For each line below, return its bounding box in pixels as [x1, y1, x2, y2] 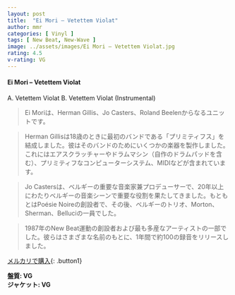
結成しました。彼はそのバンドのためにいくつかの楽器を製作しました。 [24, 140, 229, 149]
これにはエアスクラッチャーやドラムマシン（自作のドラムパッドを [24, 150, 217, 158]
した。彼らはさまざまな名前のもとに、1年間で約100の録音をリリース [24, 232, 223, 241]
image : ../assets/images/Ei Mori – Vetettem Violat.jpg [7, 43, 175, 50]
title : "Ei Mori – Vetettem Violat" [7, 17, 119, 24]
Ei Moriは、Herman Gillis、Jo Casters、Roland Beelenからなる [24, 108, 207, 116]
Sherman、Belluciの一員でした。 [24, 209, 120, 217]
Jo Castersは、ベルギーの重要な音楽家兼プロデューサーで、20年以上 [24, 182, 224, 191]
